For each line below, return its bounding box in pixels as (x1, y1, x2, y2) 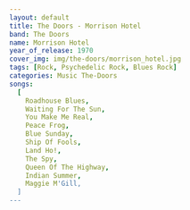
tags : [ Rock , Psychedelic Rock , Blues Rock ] (9, 63, 178, 72)
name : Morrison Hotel (9, 38, 90, 47)
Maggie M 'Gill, (25, 180, 82, 189)
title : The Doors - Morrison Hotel (9, 21, 142, 30)
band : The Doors (9, 29, 70, 38)
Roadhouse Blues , (25, 96, 90, 105)
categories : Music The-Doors (9, 71, 118, 80)
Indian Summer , (25, 171, 82, 180)
